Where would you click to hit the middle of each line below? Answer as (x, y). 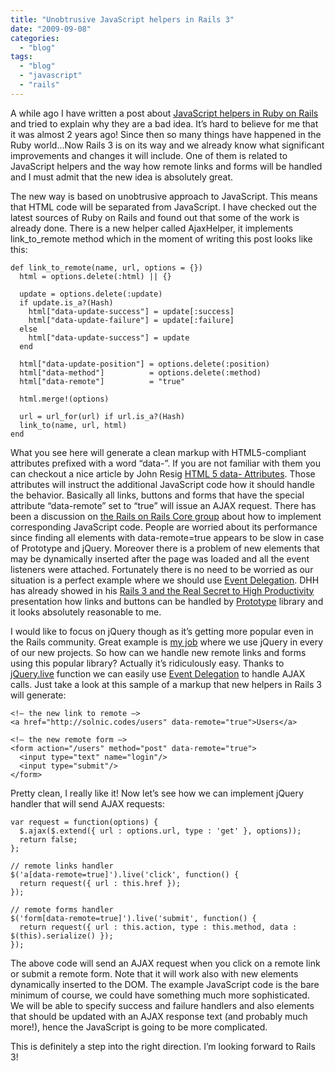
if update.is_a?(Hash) (66, 302)
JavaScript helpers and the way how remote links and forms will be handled (166, 166)
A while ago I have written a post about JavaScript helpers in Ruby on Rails (164, 113)
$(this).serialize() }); (62, 936)
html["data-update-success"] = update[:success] (131, 311)
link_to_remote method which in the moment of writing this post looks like (161, 238)
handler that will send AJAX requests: (87, 803)
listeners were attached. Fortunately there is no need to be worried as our (162, 569)
